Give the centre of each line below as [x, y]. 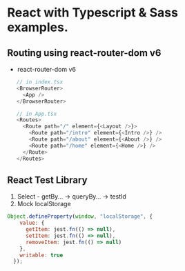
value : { [32, 223]
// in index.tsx [40, 82]
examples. [38, 27]
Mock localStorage [44, 204]
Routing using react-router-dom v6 [84, 53]
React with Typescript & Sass [92, 13]
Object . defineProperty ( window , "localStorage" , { [80, 217]
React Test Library [47, 180]
